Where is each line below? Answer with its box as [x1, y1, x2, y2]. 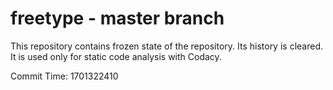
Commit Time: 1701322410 [10, 70, 119, 82]
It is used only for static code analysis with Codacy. [10, 50, 222, 62]
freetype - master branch [10, 7, 225, 30]
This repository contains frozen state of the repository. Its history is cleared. [10, 40, 323, 52]
